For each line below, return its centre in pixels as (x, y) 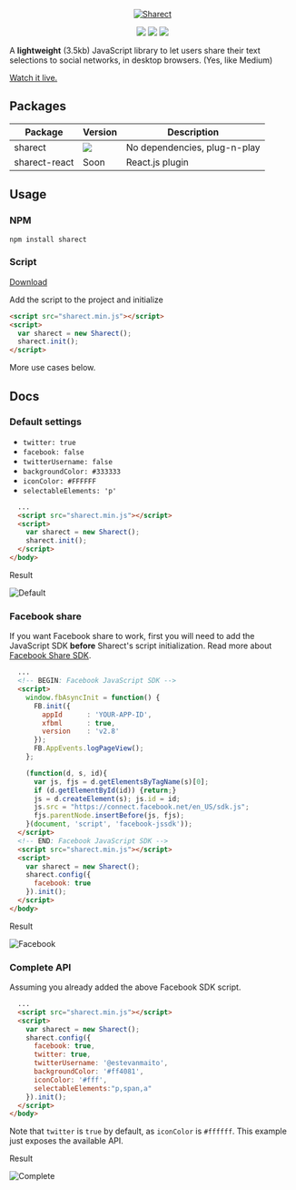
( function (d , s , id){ (66, 773)
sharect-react (44, 162)
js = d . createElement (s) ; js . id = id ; (107, 798)
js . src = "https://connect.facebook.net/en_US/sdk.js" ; (141, 807)
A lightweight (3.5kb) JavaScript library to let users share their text (135, 51)
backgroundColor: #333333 (71, 472)
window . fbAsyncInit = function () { (93, 697)
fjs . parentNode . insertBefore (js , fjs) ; (109, 816)
